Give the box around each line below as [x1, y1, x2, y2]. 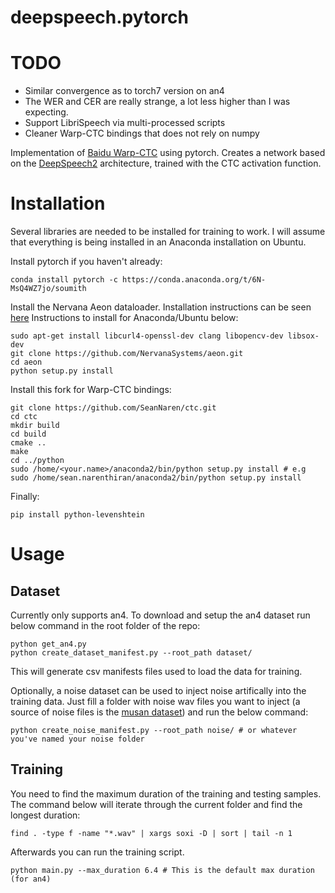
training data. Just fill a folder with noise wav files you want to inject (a [10, 696, 301, 708]
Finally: [10, 491, 40, 503]
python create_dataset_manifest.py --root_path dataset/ [10, 648, 253, 658]
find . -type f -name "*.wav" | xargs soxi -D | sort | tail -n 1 [10, 828, 293, 838]
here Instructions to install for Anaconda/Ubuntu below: [10, 312, 239, 324]
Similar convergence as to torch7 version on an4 [24, 85, 225, 97]
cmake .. [10, 438, 47, 448]
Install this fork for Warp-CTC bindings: [10, 384, 172, 396]
